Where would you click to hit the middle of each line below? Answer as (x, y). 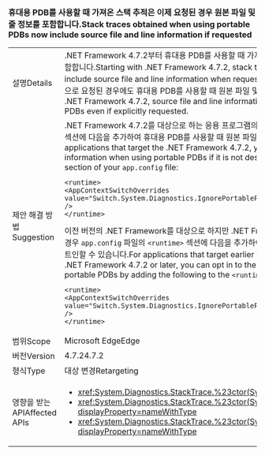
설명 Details (32, 83)
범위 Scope (32, 341)
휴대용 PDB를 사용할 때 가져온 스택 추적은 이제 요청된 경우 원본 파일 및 (132, 12)
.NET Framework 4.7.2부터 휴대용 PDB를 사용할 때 (155, 55)
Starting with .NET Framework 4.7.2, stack (174, 67)
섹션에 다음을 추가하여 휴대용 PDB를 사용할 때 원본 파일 (161, 137)
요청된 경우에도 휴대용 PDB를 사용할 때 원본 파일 (165, 91)
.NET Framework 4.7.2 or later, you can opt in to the (160, 265)
